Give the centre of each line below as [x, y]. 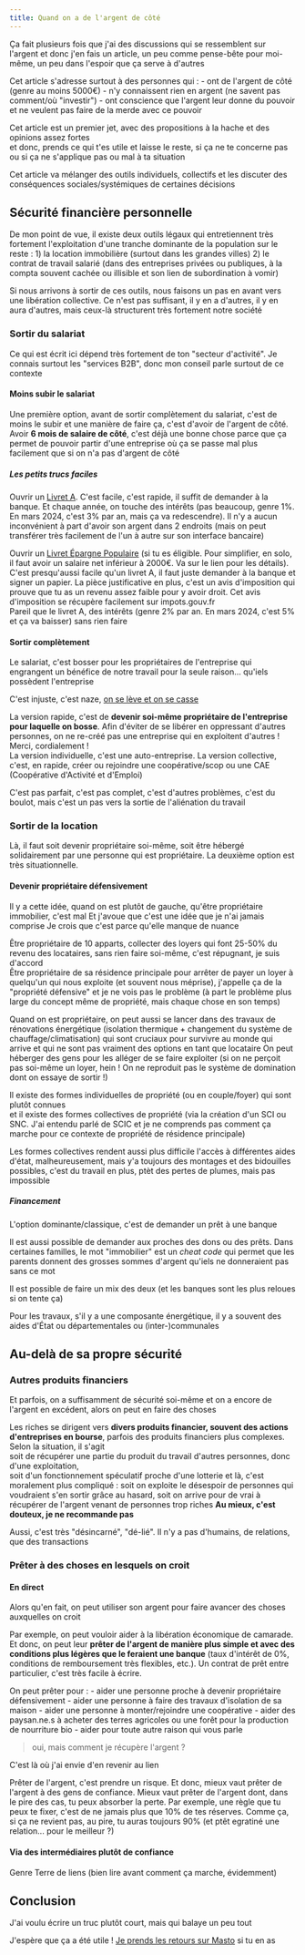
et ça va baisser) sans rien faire [68, 621]
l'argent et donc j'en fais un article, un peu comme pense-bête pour [137, 53]
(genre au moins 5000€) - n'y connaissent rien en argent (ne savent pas [145, 90]
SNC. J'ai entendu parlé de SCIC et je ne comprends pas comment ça [140, 1124]
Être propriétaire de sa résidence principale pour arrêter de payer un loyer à [152, 972]
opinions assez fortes [50, 137]
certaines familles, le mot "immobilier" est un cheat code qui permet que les [152, 1251]
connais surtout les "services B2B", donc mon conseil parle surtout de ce [147, 363]
